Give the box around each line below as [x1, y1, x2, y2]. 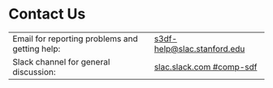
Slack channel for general [12, 56, 110, 67]
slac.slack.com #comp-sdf [154, 61, 258, 73]
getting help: [12, 43, 61, 54]
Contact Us [8, 5, 86, 23]
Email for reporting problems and [12, 33, 138, 44]
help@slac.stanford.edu [154, 43, 245, 54]
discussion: [12, 66, 56, 78]
